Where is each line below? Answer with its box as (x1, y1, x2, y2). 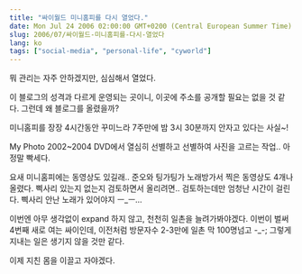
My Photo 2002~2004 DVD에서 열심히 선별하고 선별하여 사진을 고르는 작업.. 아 (9, 142, 291, 152)
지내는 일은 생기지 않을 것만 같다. (9, 236, 125, 247)
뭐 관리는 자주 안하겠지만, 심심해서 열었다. (9, 73, 156, 84)
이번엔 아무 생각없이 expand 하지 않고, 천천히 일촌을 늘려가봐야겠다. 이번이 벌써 (9, 214, 289, 224)
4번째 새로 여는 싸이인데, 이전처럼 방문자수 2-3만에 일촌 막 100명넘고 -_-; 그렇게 (9, 224, 292, 235)
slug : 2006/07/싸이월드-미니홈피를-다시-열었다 (9, 30, 165, 39)
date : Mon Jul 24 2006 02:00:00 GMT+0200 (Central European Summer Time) (9, 22, 293, 31)
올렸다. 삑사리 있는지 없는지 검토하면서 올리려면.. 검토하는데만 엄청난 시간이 (9, 183, 274, 194)
